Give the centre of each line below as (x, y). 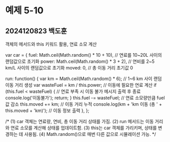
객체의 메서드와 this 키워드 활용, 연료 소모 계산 (51, 44)
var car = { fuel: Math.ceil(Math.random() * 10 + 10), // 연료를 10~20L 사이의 (83, 55)
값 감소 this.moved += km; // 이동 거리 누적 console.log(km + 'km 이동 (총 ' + (84, 104)
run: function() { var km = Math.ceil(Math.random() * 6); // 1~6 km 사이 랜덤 (83, 79)
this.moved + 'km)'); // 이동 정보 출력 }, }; (47, 111)
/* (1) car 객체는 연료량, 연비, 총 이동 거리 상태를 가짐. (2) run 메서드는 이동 (80, 121)
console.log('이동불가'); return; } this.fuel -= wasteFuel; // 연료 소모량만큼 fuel (85, 98)
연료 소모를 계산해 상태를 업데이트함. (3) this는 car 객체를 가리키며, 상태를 (83, 128)
